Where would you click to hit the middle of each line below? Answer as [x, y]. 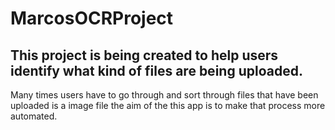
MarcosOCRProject [92, 18]
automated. [34, 116]
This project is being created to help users [144, 55]
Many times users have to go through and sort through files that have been [164, 95]
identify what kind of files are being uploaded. [156, 70]
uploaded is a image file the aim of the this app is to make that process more [168, 105]
